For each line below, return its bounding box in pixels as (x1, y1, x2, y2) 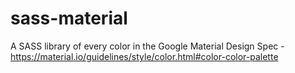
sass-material (10, 7, 128, 30)
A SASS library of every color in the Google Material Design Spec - (10, 40, 285, 52)
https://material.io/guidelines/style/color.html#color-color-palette (10, 50, 279, 62)
